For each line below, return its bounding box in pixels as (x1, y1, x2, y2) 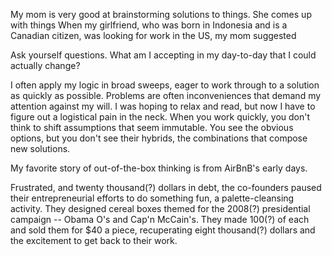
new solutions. (10, 143, 71, 154)
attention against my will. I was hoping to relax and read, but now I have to (10, 100, 316, 112)
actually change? (10, 60, 81, 71)
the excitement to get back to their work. (10, 235, 178, 246)
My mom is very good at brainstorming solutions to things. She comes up (10, 9, 312, 20)
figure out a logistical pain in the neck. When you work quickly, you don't (10, 111, 311, 123)
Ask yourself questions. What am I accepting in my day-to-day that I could (10, 49, 317, 61)
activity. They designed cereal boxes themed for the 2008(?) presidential (10, 203, 311, 214)
